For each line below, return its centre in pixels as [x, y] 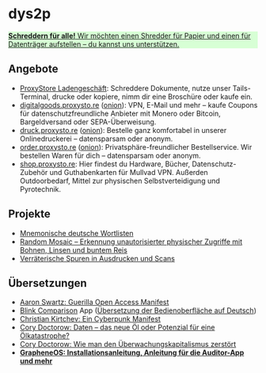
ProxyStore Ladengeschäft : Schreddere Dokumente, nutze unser [125, 88]
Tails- [241, 88]
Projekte [29, 214]
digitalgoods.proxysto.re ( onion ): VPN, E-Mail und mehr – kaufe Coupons [139, 105]
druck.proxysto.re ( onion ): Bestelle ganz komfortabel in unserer [123, 130]
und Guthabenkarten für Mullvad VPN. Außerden [129, 172]
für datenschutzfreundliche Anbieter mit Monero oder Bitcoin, [120, 113]
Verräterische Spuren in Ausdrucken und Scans [97, 258]
